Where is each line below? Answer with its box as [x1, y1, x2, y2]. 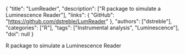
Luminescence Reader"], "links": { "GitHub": [5, 11, 115, 19]
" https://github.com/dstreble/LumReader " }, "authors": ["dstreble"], [5, 18, 172, 25]
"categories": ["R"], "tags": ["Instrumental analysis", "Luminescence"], [5, 24, 180, 31]
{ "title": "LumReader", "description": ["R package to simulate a [5, 5, 161, 12]
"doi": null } [5, 30, 34, 38]
